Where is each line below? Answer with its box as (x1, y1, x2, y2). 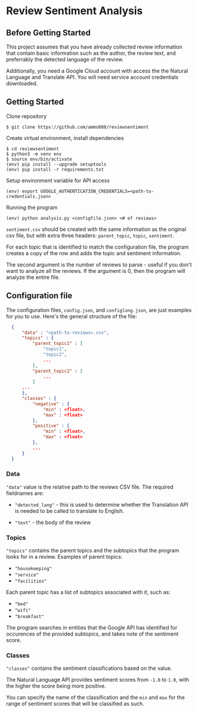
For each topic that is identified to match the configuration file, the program (6, 243, 189, 250)
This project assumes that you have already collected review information (6, 43, 183, 50)
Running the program (6, 204, 58, 211)
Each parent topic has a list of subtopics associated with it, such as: (6, 589, 171, 596)
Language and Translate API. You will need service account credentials (6, 74, 179, 80)
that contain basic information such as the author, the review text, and (6, 50, 176, 57)
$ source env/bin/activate (6, 156, 72, 162)
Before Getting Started (6, 28, 91, 38)
